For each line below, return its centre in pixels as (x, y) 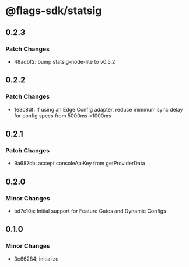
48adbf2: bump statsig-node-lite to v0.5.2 (64, 61)
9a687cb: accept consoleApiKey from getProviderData (79, 163)
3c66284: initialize (36, 259)
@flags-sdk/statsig (54, 11)
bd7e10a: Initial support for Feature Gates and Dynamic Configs (90, 211)
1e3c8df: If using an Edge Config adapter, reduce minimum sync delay (98, 109)
